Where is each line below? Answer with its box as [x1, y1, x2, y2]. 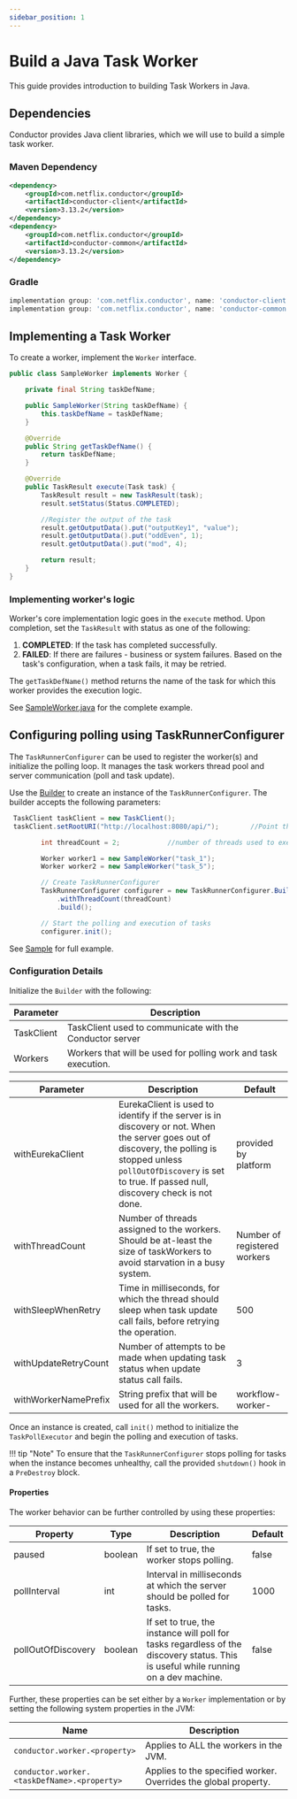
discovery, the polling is [118, 1142, 217, 1155]
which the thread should [118, 1293, 219, 1305]
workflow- [235, 1388, 281, 1400]
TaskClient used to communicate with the [66, 1021, 239, 1034]
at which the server [146, 1580, 227, 1592]
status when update [118, 1362, 202, 1374]
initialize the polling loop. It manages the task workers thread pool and [9, 760, 265, 771]
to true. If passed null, [118, 1175, 209, 1188]
